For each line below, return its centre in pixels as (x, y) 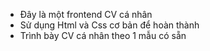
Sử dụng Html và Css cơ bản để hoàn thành (109, 25)
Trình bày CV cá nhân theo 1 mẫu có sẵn (103, 35)
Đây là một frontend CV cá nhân (86, 14)
